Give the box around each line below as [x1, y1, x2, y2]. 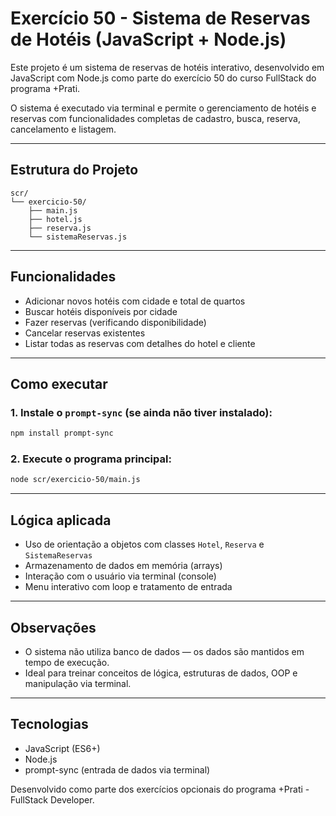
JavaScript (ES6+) [24, 742, 101, 754]
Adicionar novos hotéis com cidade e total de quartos [24, 295, 246, 307]
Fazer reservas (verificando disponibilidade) [24, 316, 207, 328]
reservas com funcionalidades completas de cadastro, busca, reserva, [10, 112, 301, 124]
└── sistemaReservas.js [28, 232, 128, 242]
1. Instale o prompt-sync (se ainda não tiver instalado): [10, 405, 273, 419]
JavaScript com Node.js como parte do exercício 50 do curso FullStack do [10, 72, 317, 84]
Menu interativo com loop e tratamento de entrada [24, 581, 233, 593]
